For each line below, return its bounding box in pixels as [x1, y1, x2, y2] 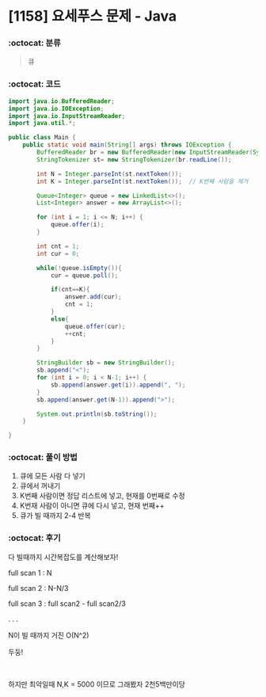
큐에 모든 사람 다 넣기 [19, 471, 85, 481]
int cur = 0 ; [36, 249, 80, 257]
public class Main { [8, 134, 77, 142]
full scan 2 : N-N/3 [8, 583, 69, 592]
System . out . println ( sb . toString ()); [36, 409, 158, 418]
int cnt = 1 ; [36, 242, 80, 250]
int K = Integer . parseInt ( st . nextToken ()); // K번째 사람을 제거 [36, 177, 249, 185]
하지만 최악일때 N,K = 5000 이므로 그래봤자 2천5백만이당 [8, 679, 186, 689]
